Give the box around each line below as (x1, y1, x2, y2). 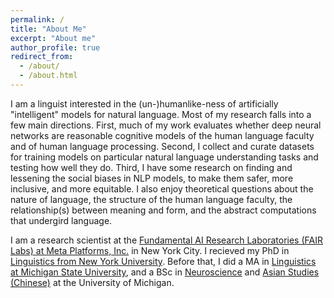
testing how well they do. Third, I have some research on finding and (10, 161, 293, 173)
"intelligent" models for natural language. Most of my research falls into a (10, 108, 312, 120)
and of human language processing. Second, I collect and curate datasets (10, 140, 315, 152)
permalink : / (10, 14, 65, 25)
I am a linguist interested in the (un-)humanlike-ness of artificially (10, 97, 279, 110)
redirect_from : (10, 52, 74, 62)
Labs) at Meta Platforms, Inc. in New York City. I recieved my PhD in (10, 244, 290, 256)
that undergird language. (10, 214, 113, 226)
